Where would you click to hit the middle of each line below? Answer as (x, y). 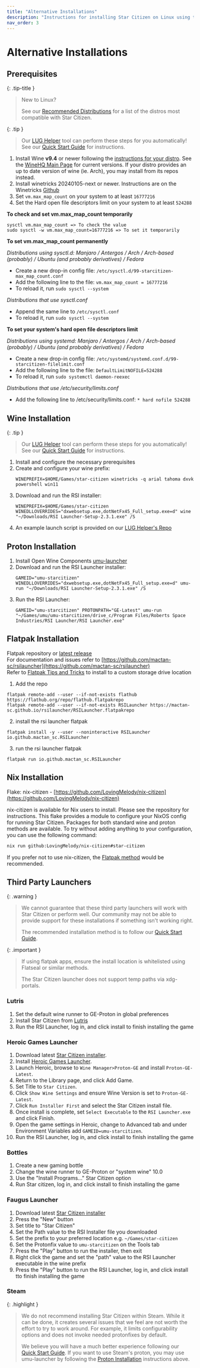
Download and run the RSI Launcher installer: (71, 567)
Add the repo (31, 684)
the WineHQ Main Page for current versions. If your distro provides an (101, 165)
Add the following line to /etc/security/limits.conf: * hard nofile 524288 (103, 400)
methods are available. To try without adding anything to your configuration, (100, 828)
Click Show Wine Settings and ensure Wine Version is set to (88, 1093)
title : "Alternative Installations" (52, 12)
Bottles (18, 1152)
